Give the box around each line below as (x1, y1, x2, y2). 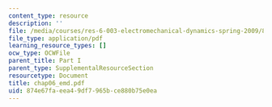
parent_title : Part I (8, 57, 82, 65)
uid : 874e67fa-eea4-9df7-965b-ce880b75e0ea (8, 86, 158, 95)
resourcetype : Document (8, 72, 89, 80)
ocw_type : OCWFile (8, 49, 70, 57)
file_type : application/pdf (8, 34, 104, 43)
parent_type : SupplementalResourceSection (8, 64, 154, 72)
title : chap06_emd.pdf (8, 79, 85, 87)
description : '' (8, 19, 63, 27)
